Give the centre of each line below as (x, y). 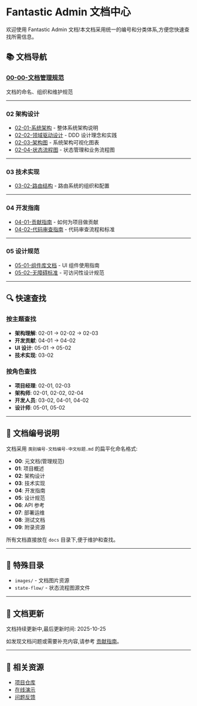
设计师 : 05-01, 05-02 (40, 407)
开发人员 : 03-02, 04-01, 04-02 (52, 400)
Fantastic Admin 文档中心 (69, 12)
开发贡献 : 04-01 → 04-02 (45, 340)
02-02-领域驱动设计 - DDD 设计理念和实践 (66, 135)
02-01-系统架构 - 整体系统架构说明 (56, 127)
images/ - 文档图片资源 (42, 580)
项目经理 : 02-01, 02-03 (43, 386)
